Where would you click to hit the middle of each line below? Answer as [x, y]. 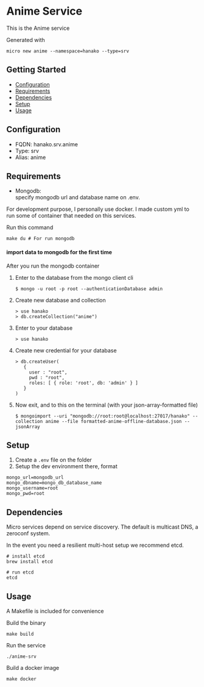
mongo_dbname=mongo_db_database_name [54, 483]
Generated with [26, 40]
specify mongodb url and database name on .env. [77, 198]
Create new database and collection [60, 300]
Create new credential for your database [66, 350]
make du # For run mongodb [40, 239]
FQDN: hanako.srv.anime [46, 144]
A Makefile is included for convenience [55, 611]
